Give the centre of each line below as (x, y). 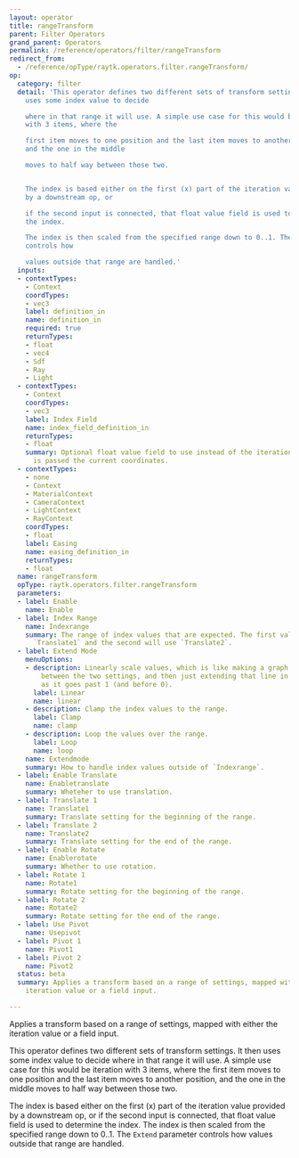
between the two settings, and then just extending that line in (165, 676)
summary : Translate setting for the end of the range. (129, 842)
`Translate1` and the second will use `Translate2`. (133, 643)
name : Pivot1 (49, 950)
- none (37, 477)
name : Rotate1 (51, 883)
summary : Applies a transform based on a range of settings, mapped (147, 983)
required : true (53, 329)
